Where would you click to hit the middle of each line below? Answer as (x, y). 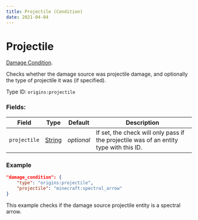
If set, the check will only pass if (140, 132)
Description (143, 122)
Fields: (16, 107)
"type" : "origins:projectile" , (55, 183)
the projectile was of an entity (137, 140)
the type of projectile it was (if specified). (56, 80)
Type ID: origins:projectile (41, 92)
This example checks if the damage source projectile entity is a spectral (93, 205)
